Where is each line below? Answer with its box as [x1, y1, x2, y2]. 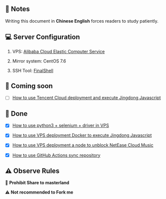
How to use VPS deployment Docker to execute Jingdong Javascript [12, 133, 152, 138]
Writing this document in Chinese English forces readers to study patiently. [5, 18, 159, 24]
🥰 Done [5, 109, 28, 118]
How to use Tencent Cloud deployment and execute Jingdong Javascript [12, 95, 161, 101]
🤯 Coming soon [5, 82, 53, 90]
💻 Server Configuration [5, 33, 80, 41]
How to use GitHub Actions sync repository [12, 152, 101, 158]
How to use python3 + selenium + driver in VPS [12, 123, 109, 129]
